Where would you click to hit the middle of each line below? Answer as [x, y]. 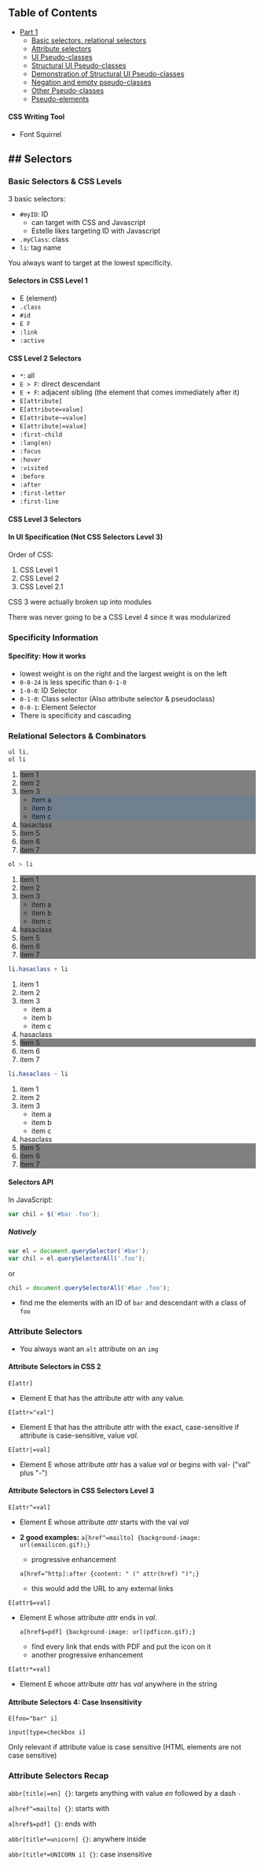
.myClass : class [44, 239]
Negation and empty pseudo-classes [91, 82]
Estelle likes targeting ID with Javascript [96, 231]
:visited [34, 468]
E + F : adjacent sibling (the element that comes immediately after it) [129, 392]
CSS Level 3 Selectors [45, 519]
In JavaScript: [31, 1199]
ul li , [19, 752]
